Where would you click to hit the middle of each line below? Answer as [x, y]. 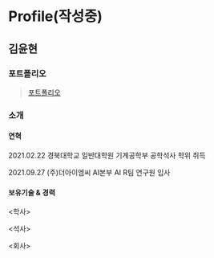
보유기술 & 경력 [32, 192]
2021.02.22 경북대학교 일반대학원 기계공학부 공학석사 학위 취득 [107, 155]
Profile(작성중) [55, 16]
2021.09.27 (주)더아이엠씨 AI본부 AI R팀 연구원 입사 [89, 172]
